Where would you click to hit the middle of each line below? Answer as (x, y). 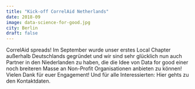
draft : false (22, 33)
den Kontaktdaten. (28, 81)
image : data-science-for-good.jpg (48, 22)
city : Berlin (22, 28)
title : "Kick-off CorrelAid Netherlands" (58, 11)
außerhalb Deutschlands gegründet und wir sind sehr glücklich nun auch (94, 56)
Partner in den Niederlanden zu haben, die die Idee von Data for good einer (97, 63)
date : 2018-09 (23, 17)
